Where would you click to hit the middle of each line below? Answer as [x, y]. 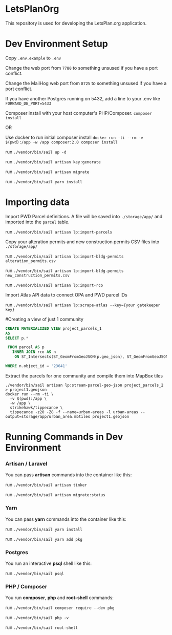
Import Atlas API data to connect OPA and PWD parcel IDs [67, 294]
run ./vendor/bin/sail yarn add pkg [44, 539]
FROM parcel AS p [26, 347]
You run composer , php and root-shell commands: [60, 598]
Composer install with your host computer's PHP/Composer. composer [79, 113]
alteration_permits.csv [31, 261]
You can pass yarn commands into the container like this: [66, 519]
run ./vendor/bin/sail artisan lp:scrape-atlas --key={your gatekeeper [83, 305]
